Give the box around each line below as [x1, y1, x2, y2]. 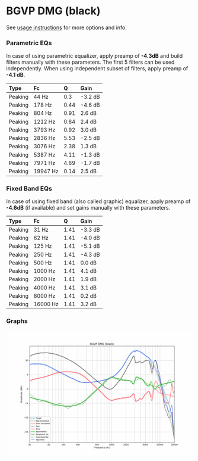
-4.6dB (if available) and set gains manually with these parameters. [6, 204, 171, 211]
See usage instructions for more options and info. [6, 24, 127, 31]
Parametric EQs [6, 39, 52, 47]
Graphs [6, 317, 28, 325]
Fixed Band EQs [6, 184, 52, 192]
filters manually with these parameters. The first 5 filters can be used [6, 58, 175, 66]
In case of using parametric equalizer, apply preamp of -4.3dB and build [6, 52, 183, 60]
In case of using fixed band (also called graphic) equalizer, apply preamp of [6, 198, 191, 205]
